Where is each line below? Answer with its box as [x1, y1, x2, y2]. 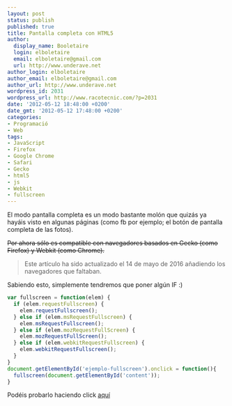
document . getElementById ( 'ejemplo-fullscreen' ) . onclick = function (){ [7, 365, 217, 373]
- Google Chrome [7, 153, 54, 160]
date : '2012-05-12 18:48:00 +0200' [7, 101, 111, 108]
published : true [7, 23, 54, 30]
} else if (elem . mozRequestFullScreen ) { [13, 327, 136, 334]
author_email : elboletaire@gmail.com [7, 75, 117, 82]
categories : [7, 114, 42, 120]
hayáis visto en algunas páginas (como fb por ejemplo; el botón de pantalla [7, 218, 223, 226]
